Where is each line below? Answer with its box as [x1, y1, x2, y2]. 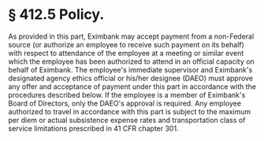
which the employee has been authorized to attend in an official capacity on [8, 57, 255, 66]
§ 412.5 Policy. [8, 6, 105, 24]
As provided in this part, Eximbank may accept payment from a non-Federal [8, 32, 255, 41]
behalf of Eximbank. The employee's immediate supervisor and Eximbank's [8, 65, 253, 74]
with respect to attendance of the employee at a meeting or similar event [8, 48, 244, 58]
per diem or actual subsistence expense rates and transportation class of [8, 115, 246, 124]
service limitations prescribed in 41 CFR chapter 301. [8, 124, 179, 133]
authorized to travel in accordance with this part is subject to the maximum [8, 106, 251, 116]
